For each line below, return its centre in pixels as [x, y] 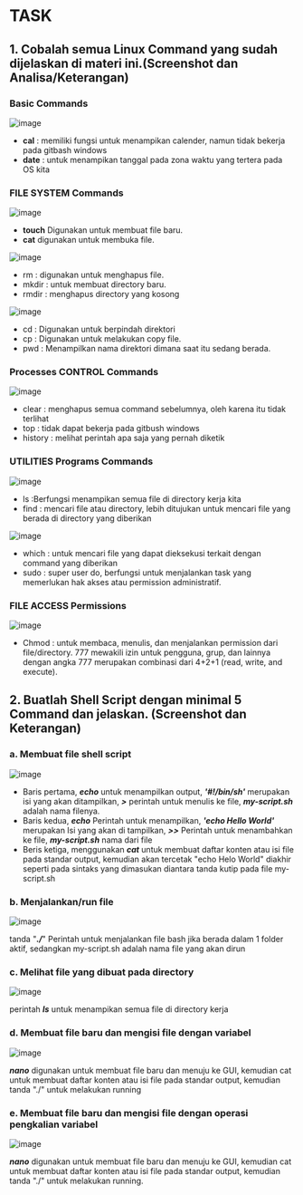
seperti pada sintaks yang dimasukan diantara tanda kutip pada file [147, 868]
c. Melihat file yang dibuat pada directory [102, 972]
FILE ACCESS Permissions [68, 605]
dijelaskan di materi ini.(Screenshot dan [124, 63]
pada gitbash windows [65, 149]
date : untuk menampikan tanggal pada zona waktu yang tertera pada [152, 159]
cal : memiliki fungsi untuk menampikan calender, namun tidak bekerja [154, 140]
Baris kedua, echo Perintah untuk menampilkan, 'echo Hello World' [148, 820]
